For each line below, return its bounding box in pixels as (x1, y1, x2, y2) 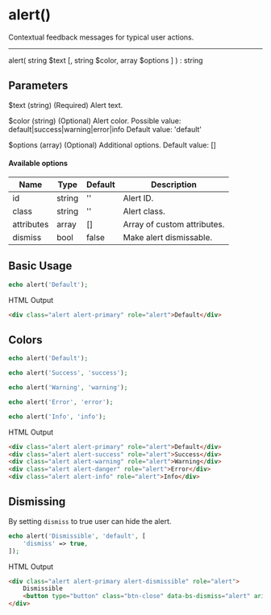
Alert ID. (123, 192, 154, 203)
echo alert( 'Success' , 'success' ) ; (8, 369, 128, 377)
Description (150, 179, 198, 190)
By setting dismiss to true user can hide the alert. (8, 516, 172, 526)
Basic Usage (8, 260, 73, 273)
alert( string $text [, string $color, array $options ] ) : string (8, 55, 203, 65)
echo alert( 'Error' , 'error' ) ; (8, 397, 114, 406)
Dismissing (8, 495, 66, 509)
